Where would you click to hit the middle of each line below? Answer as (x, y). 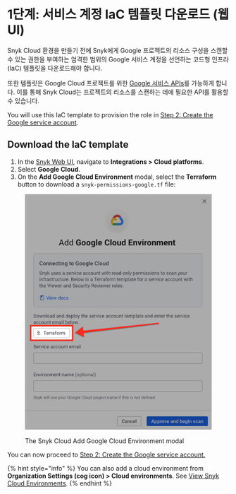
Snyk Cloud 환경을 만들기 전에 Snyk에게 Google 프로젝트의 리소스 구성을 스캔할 (118, 50)
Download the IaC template (68, 145)
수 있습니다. (24, 100)
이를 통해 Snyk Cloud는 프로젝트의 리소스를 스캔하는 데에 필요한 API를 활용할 (123, 92)
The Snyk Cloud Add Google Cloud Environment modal (105, 441)
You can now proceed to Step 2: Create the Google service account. (106, 454)
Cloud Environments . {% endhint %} (60, 483)
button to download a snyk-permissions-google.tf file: (97, 184)
